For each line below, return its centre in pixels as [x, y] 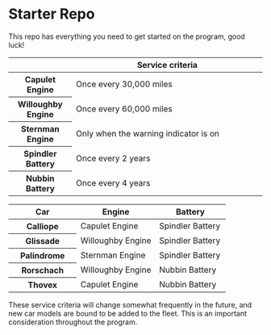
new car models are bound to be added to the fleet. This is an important [128, 313]
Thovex [43, 285]
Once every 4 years [113, 182]
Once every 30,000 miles [125, 84]
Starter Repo [52, 14]
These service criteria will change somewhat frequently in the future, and [130, 304]
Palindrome [42, 255]
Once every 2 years [113, 158]
